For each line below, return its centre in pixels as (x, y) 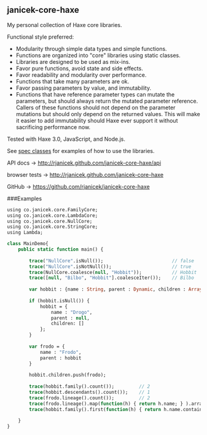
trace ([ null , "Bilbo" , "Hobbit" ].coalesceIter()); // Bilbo (111, 278)
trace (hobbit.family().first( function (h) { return (95, 409)
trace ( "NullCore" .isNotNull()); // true (110, 267)
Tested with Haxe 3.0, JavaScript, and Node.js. (66, 139)
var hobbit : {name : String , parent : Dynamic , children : (107, 289)
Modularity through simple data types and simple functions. (92, 49)
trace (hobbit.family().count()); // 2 (90, 386)
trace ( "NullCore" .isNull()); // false (111, 261)
